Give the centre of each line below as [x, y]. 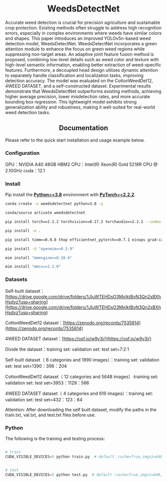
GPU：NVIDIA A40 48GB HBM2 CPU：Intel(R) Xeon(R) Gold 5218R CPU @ [82, 164]
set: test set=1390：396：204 [36, 366]
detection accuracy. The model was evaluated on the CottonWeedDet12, [79, 81]
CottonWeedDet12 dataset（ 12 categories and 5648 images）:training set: [82, 376]
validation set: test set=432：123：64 [44, 399]
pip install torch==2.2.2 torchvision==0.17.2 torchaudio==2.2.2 [74, 222]
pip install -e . [23, 231]
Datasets [16, 279]
